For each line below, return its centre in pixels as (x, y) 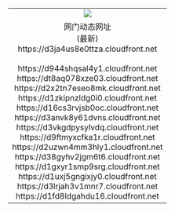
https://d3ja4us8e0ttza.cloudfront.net (87, 49)
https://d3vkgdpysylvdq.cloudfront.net (87, 127)
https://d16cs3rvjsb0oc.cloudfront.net (87, 108)
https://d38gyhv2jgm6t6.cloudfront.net (87, 156)
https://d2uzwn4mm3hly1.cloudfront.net (87, 147)
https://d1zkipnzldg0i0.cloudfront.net (87, 97)
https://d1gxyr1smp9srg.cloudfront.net (87, 166)
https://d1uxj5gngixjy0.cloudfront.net (87, 176)
